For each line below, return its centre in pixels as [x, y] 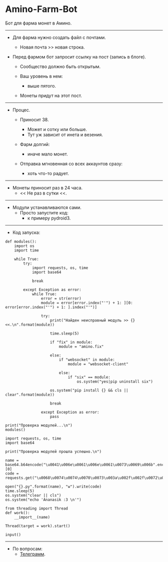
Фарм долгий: [35, 144]
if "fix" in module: [71, 342]
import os [24, 246]
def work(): [17, 513]
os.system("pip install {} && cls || [89, 390]
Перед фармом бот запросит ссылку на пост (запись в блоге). [79, 56]
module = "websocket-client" [98, 364]
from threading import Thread [37, 508]
